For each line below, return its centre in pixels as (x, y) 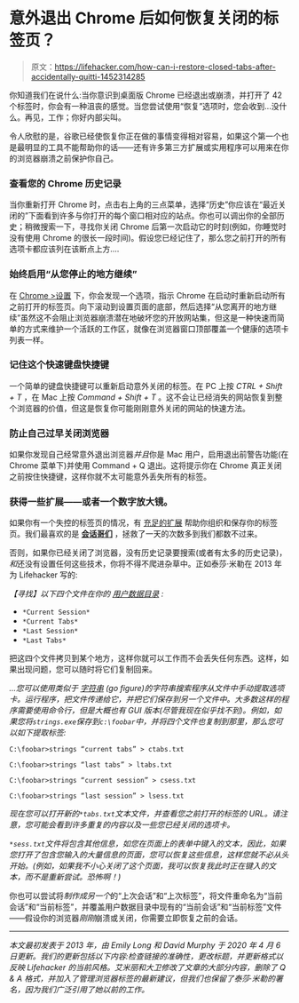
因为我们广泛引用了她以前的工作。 (87, 990)
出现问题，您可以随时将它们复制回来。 (87, 669)
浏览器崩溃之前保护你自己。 (67, 158)
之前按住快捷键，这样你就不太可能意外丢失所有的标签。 (110, 477)
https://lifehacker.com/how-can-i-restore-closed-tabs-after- (165, 67)
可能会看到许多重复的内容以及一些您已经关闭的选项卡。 (134, 825)
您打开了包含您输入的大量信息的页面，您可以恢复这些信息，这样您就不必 (141, 855)
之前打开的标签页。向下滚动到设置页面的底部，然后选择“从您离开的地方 (139, 306)
